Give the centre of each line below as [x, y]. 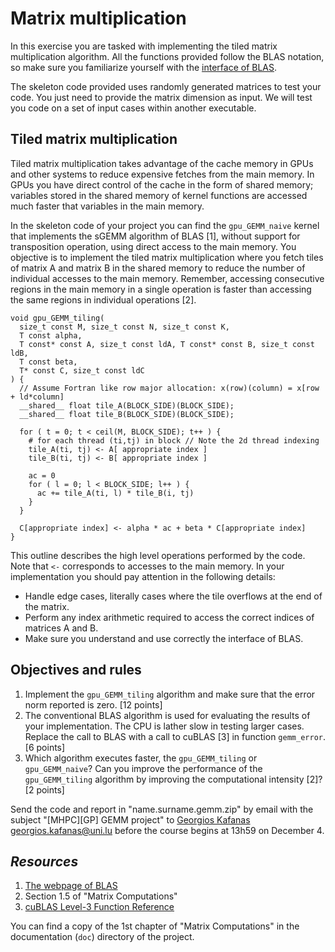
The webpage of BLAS [71, 886]
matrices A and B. [61, 628]
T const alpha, [51, 335]
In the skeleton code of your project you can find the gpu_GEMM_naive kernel [165, 225]
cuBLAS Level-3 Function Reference [99, 907]
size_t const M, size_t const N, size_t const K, [124, 327]
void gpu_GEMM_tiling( [57, 318]
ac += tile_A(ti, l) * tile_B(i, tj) [115, 493]
